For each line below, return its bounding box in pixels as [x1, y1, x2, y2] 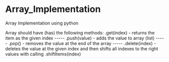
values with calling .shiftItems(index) [5, 51, 81, 57]
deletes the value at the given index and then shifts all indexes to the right [5, 45, 158, 51]
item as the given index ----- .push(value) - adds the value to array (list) [5, 35, 155, 41]
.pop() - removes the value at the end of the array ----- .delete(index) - [8, 40, 156, 46]
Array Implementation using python [5, 20, 79, 26]
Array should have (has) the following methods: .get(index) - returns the [5, 29, 155, 35]
